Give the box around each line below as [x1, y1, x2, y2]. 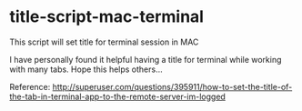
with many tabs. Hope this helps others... [9, 64, 164, 75]
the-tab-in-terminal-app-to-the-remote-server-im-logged [9, 91, 226, 102]
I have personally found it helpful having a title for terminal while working [9, 54, 282, 65]
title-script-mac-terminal [9, 6, 205, 27]
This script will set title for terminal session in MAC [9, 36, 199, 47]
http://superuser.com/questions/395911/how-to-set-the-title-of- [52, 81, 293, 92]
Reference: [9, 81, 51, 92]
